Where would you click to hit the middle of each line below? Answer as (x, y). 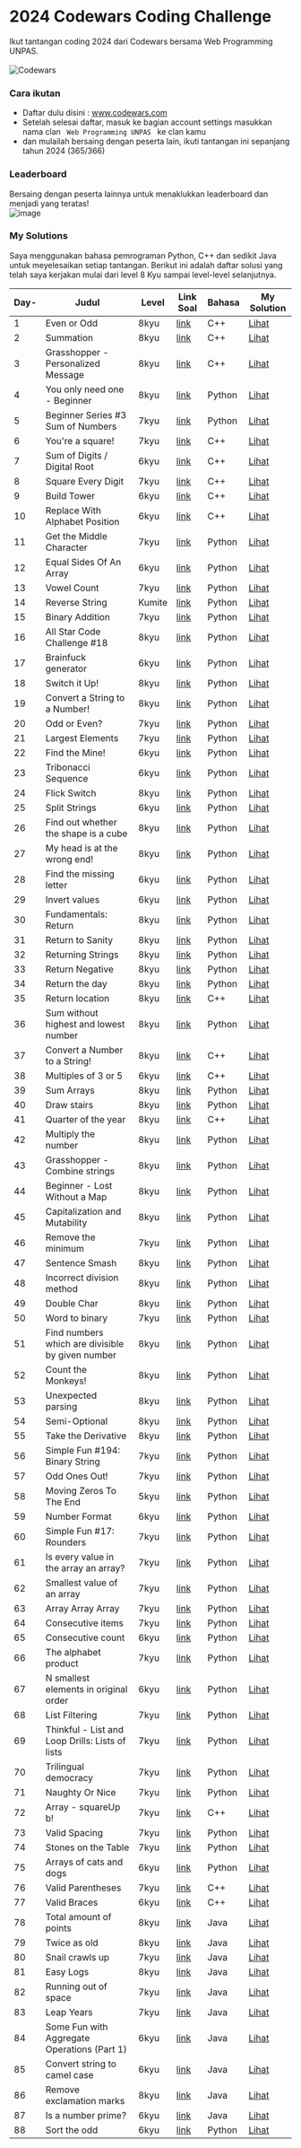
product (62, 1663)
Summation (69, 337)
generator (66, 668)
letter (56, 885)
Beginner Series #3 (86, 415)
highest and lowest (85, 1024)
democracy (69, 1777)
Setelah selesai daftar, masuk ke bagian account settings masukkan (147, 122)
